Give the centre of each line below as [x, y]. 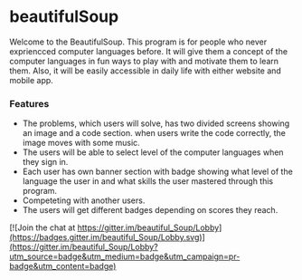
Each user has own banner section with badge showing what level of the [158, 172]
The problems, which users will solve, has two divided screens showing [156, 123]
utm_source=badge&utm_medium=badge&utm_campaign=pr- [125, 256]
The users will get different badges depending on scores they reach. [150, 210]
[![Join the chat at [42, 227]
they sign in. [45, 162]
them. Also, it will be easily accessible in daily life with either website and [146, 71]
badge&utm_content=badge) [63, 266]
